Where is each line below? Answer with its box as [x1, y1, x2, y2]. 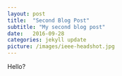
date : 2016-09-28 [7, 30, 65, 37]
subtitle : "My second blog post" [7, 23, 106, 30]
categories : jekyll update [7, 37, 87, 44]
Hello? [7, 63, 26, 70]
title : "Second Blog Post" [7, 17, 90, 24]
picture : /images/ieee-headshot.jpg [7, 43, 115, 50]
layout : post [7, 10, 46, 18]
